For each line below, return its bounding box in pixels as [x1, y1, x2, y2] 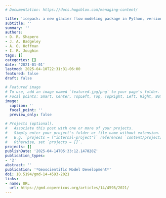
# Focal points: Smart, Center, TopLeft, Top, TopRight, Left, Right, [5, 94, 154, 99]
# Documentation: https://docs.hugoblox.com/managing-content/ [5, 7, 138, 12]
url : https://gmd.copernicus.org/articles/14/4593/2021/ [9, 186, 129, 191]
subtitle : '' [5, 21, 32, 26]
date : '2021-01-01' [5, 62, 45, 67]
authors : [5, 30, 23, 35]
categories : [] [5, 57, 37, 62]
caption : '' [9, 103, 35, 108]
